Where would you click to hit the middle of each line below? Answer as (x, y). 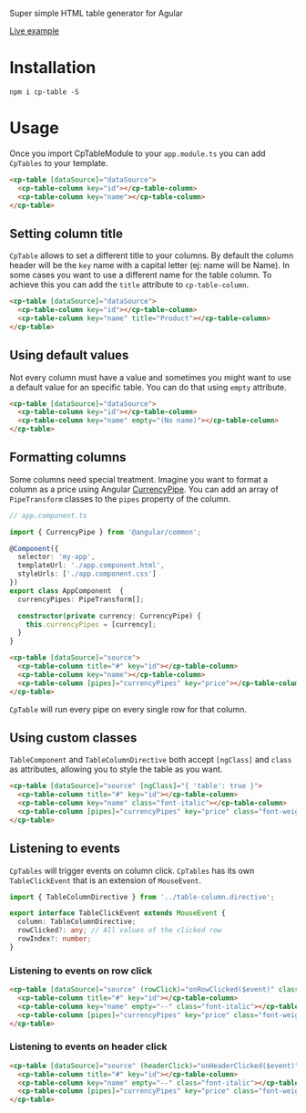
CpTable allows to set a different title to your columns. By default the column (152, 255)
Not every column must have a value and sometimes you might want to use (150, 377)
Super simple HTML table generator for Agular (97, 13)
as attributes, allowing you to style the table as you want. (116, 769)
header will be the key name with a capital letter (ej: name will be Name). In (149, 265)
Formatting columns (68, 458)
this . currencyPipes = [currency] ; (91, 624)
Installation (53, 68)
